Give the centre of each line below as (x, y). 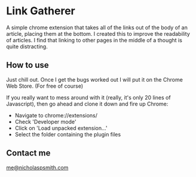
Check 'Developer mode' (45, 122)
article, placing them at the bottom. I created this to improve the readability (98, 33)
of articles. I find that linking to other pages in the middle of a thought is (94, 40)
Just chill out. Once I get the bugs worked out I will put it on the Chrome (95, 79)
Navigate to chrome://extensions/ (56, 115)
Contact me (28, 153)
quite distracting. (27, 46)
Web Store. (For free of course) (45, 86)
